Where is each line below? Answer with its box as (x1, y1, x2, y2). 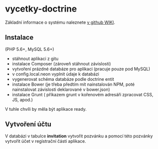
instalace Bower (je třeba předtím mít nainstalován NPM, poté (12, 81, 135, 87)
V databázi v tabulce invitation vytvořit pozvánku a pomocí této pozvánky (5, 133, 153, 139)
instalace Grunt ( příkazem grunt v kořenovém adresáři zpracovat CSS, (12, 91, 154, 97)
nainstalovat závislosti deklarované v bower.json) (12, 86, 111, 92)
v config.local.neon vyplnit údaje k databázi (12, 71, 99, 77)
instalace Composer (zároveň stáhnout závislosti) (12, 60, 111, 66)
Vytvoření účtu (5, 120, 52, 129)
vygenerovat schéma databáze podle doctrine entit (12, 76, 114, 82)
